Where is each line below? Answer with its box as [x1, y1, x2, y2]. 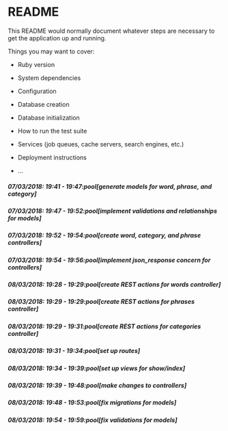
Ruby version [17, 60, 55, 68]
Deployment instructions [17, 153, 87, 161]
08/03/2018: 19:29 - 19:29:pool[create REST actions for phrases [8, 298, 195, 306]
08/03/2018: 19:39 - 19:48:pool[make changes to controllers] [8, 381, 187, 389]
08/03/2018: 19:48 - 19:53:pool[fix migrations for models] [8, 398, 177, 407]
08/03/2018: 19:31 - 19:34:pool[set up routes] [8, 347, 141, 355]
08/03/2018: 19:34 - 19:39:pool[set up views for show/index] [8, 364, 186, 372]
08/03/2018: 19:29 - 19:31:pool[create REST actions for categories [8, 322, 201, 330]
